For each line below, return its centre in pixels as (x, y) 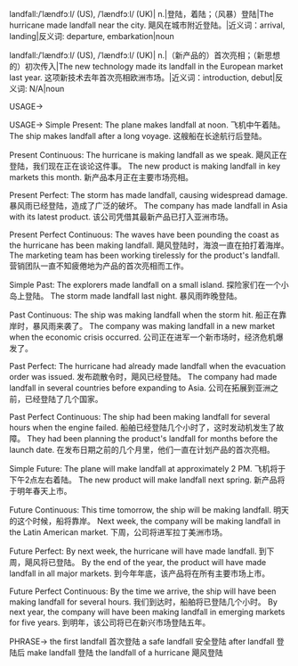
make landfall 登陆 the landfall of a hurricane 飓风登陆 (125, 653)
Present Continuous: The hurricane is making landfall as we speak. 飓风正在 (148, 155)
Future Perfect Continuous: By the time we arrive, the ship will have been (143, 591)
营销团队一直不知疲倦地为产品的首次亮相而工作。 (99, 266)
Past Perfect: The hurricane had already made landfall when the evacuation (148, 366)
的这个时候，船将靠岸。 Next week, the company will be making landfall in (145, 521)
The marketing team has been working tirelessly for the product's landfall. (145, 255)
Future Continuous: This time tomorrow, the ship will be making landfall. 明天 (149, 510)
